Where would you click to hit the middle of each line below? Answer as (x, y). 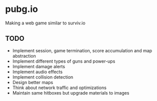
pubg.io (22, 9)
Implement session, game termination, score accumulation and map (82, 50)
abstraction (24, 56)
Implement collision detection (43, 77)
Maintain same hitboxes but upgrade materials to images (71, 93)
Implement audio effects (37, 72)
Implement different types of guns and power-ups (64, 61)
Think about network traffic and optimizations (59, 88)
